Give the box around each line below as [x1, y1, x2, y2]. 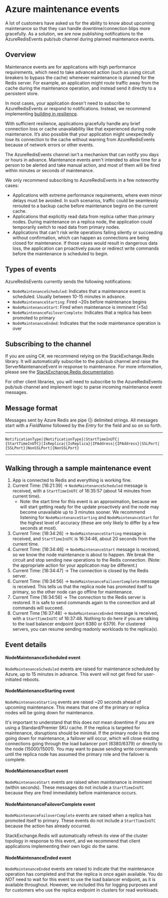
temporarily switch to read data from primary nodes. [12, 224, 120, 230]
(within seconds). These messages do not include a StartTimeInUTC [5, 784, 144, 790]
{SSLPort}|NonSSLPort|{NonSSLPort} [5, 445, 79, 451]
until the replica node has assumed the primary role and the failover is [5, 751, 149, 757]
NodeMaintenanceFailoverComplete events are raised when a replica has [5, 812, 151, 818]
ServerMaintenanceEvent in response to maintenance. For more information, [5, 364, 163, 370]
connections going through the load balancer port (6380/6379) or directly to [5, 740, 162, 746]
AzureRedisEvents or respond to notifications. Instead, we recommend [5, 105, 151, 111]
